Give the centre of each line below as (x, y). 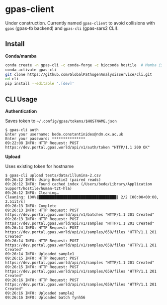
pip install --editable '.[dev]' (40, 84)
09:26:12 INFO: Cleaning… (32, 193)
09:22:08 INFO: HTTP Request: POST (42, 143)
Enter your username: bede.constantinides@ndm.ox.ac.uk (64, 134)
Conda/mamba (21, 56)
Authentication (21, 111)
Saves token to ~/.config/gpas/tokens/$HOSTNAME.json (61, 121)
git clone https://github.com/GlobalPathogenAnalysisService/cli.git (79, 74)
